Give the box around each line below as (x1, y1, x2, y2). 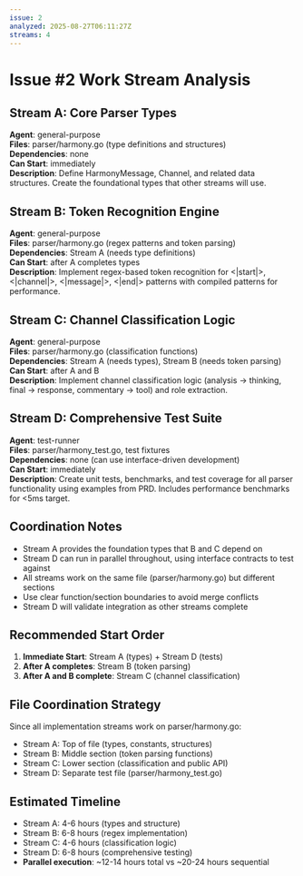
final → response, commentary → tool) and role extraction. (9, 385, 229, 395)
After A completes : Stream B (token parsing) (22, 661, 191, 672)
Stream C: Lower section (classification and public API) (22, 758, 229, 769)
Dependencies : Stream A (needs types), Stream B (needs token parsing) (9, 356, 282, 366)
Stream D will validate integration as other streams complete (22, 601, 249, 612)
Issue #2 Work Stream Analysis (9, 69, 251, 90)
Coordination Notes (9, 519, 122, 535)
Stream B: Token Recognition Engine (9, 203, 220, 219)
